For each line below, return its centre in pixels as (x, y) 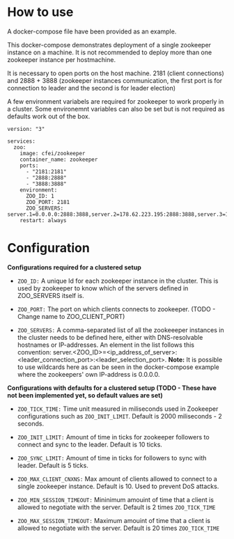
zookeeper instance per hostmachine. (62, 59)
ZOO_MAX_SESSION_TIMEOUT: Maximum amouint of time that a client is (114, 520)
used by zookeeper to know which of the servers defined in (103, 288)
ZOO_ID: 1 (40, 196)
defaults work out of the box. (49, 116)
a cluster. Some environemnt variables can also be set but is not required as (116, 109)
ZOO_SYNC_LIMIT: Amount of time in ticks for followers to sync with (112, 458)
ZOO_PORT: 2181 (48, 202)
